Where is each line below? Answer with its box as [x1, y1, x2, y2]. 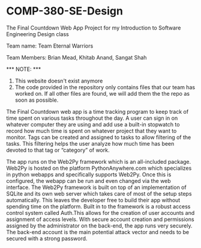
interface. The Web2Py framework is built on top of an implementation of [6, 184, 187, 191]
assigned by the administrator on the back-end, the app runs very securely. [6, 222, 193, 229]
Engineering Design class [6, 30, 69, 37]
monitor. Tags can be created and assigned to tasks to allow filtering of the [6, 134, 191, 141]
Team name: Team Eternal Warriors [6, 42, 94, 49]
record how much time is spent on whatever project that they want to [6, 127, 177, 134]
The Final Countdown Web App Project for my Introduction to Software [6, 24, 181, 31]
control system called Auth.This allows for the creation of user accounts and [6, 209, 195, 216]
